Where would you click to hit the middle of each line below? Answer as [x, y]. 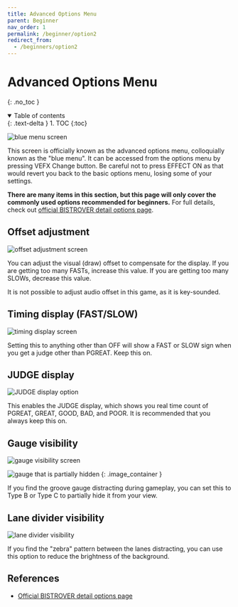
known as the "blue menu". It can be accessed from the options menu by [114, 158]
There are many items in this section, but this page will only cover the [112, 194]
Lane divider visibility [56, 518]
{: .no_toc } [23, 102]
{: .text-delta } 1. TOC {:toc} [47, 123]
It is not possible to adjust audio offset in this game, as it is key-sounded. [114, 291]
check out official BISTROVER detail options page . [81, 210]
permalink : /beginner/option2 [52, 34]
